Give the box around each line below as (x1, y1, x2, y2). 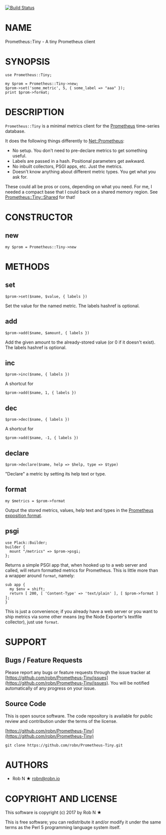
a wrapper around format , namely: (5, 573, 75, 579)
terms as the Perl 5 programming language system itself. (5, 825, 120, 831)
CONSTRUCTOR (5, 212, 73, 223)
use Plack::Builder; (5, 540, 48, 545)
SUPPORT (5, 636, 47, 647)
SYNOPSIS (5, 56, 51, 67)
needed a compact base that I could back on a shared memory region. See (5, 189, 158, 195)
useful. (12, 152, 27, 159)
